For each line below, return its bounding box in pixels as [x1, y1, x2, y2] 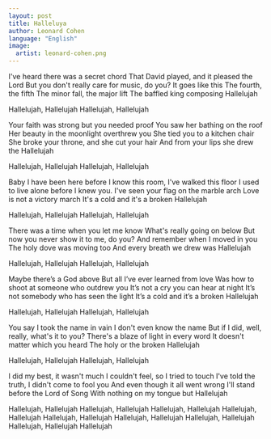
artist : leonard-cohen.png [15, 49, 107, 57]
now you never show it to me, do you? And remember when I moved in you [8, 234, 258, 243]
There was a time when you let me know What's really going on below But [8, 226, 255, 235]
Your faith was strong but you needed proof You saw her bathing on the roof [8, 120, 263, 129]
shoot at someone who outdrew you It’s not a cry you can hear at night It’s [8, 283, 256, 292]
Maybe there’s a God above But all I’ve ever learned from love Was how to [8, 274, 255, 284]
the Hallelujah [8, 146, 54, 155]
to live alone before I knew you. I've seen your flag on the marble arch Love [8, 186, 260, 195]
